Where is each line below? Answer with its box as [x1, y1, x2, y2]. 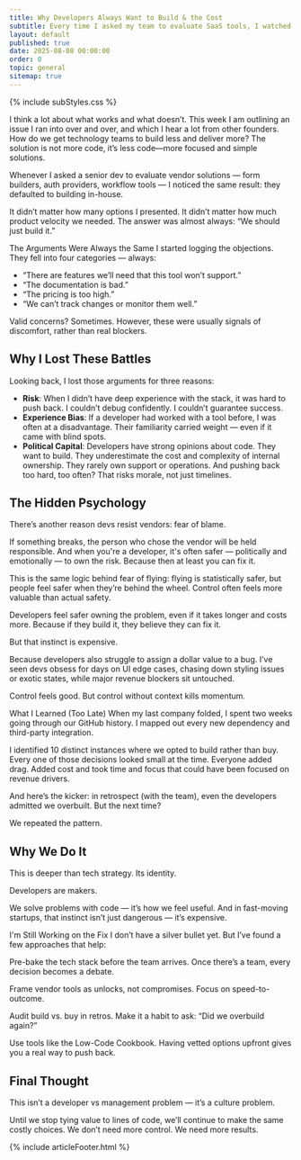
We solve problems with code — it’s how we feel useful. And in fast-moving [9, 903, 289, 913]
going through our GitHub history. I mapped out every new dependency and [9, 717, 290, 729]
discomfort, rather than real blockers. [9, 325, 147, 336]
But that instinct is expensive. [9, 636, 119, 648]
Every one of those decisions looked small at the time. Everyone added [9, 754, 272, 765]
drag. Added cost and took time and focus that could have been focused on [9, 764, 289, 775]
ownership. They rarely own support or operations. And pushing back [22, 460, 280, 471]
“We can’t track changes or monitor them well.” [22, 298, 198, 309]
